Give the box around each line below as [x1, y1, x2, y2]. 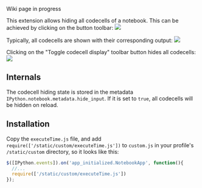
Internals [6, 72, 41, 83]
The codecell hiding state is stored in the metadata [6, 88, 134, 96]
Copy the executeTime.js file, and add [6, 135, 102, 142]
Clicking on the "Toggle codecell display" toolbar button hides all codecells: [6, 49, 196, 55]
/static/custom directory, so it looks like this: [6, 148, 119, 155]
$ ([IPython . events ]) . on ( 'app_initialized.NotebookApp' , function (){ [6, 159, 184, 166]
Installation [6, 119, 50, 130]
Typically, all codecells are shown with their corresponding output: [6, 37, 173, 44]
